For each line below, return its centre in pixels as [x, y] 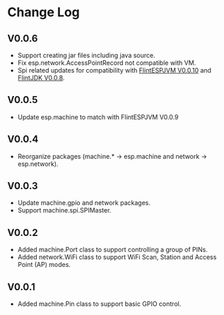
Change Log [43, 12]
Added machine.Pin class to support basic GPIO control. [99, 304]
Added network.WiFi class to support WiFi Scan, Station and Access [117, 257]
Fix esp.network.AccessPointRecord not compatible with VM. [107, 63]
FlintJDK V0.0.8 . [41, 78]
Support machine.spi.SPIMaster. [64, 210]
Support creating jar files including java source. [86, 55]
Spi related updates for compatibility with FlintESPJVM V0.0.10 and [114, 70]
